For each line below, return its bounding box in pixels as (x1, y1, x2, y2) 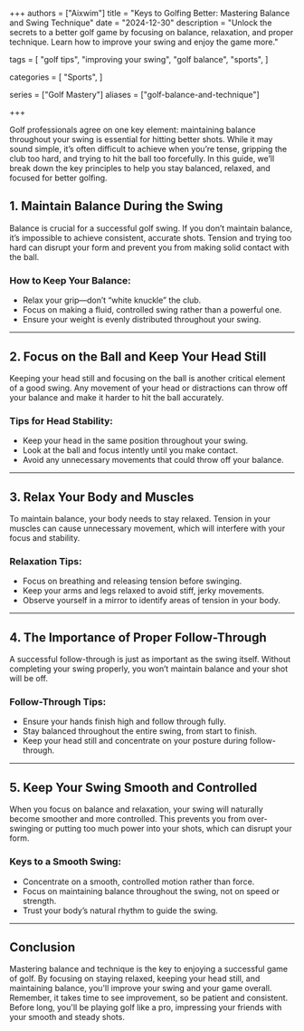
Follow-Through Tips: (9, 696, 107, 708)
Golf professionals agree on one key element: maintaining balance (9, 124, 256, 135)
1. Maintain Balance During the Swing (9, 198, 223, 214)
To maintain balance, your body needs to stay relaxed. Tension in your (9, 514, 271, 525)
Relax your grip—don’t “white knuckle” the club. (22, 294, 202, 306)
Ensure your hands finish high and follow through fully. (22, 716, 226, 727)
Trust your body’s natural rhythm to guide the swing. (22, 905, 219, 916)
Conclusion (9, 939, 76, 955)
